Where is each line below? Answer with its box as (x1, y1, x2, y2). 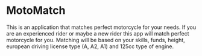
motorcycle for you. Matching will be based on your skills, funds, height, (6, 36, 185, 43)
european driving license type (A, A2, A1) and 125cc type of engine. (6, 43, 174, 50)
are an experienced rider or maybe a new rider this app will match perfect (6, 30, 189, 37)
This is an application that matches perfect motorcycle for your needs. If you (6, 23, 197, 31)
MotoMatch (6, 4, 66, 17)
